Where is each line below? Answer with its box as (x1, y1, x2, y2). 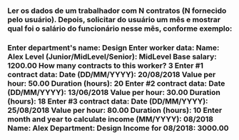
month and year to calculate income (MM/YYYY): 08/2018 (7, 114, 214, 124)
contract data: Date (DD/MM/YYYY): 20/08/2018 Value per (7, 69, 216, 79)
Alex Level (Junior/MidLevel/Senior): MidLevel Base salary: (7, 51, 217, 61)
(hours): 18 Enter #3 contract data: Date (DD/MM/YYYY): (7, 96, 208, 106)
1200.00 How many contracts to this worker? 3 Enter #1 (7, 60, 203, 70)
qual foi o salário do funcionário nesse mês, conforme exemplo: (7, 24, 233, 34)
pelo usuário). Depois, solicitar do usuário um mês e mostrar (7, 14, 221, 24)
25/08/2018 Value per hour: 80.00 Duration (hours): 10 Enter (7, 105, 223, 115)
